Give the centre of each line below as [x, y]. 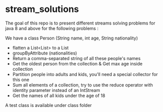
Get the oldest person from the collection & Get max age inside [77, 63]
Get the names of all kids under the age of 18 [59, 95]
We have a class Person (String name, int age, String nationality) [71, 38]
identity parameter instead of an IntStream [56, 90]
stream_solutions [42, 9]
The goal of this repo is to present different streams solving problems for [80, 23]
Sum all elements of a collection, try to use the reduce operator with [83, 85]
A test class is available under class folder [48, 105]
